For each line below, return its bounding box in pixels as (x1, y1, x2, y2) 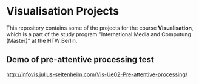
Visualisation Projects (6, 4, 120, 18)
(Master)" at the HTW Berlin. (6, 37, 78, 44)
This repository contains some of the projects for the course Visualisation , (6, 24, 194, 31)
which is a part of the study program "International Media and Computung (6, 30, 191, 37)
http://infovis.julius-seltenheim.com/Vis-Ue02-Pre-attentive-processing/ (6, 71, 188, 78)
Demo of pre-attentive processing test (6, 54, 155, 65)
